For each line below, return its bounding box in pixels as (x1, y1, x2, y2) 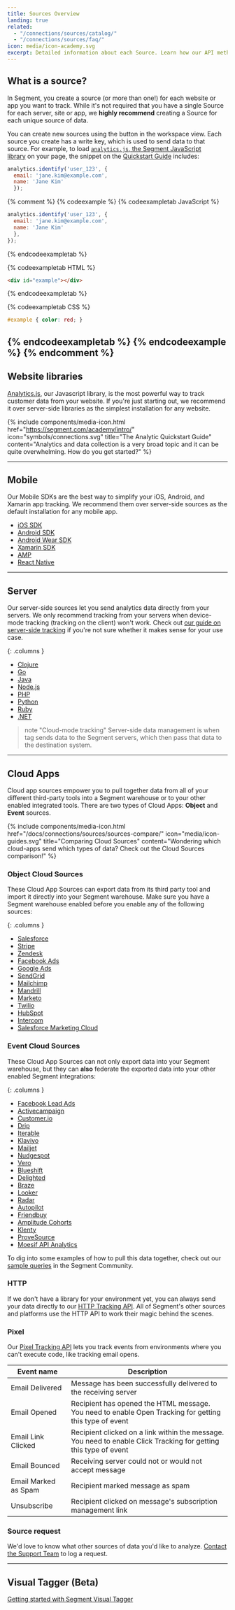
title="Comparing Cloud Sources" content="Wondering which (43, 836, 222, 845)
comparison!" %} (7, 851, 57, 860)
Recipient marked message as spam (71, 1481, 190, 1490)
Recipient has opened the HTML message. (71, 1399, 211, 1409)
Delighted (17, 1173, 45, 1182)
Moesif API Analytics (17, 1240, 78, 1248)
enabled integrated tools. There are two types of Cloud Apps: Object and (7, 801, 218, 809)
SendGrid (17, 971, 45, 980)
